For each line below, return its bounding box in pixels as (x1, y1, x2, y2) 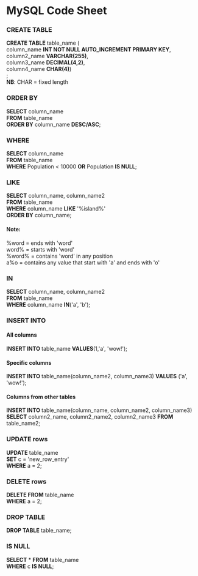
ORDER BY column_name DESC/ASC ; (6, 121, 101, 128)
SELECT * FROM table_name (6, 556, 79, 563)
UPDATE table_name (6, 449, 58, 456)
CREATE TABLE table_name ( (6, 39, 80, 47)
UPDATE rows (6, 435, 48, 444)
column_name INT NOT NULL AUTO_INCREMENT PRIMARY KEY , (6, 46, 172, 53)
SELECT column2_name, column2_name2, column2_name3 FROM (6, 413, 174, 421)
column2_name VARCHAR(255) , (6, 53, 88, 60)
